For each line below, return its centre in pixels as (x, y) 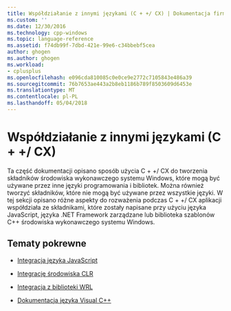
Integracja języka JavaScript (57, 260)
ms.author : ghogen (33, 58)
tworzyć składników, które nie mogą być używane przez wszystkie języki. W (115, 193)
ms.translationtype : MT (41, 90)
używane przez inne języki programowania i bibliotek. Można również (106, 185)
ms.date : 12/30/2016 (37, 26)
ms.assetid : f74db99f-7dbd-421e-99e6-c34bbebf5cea (81, 45)
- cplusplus (24, 71)
